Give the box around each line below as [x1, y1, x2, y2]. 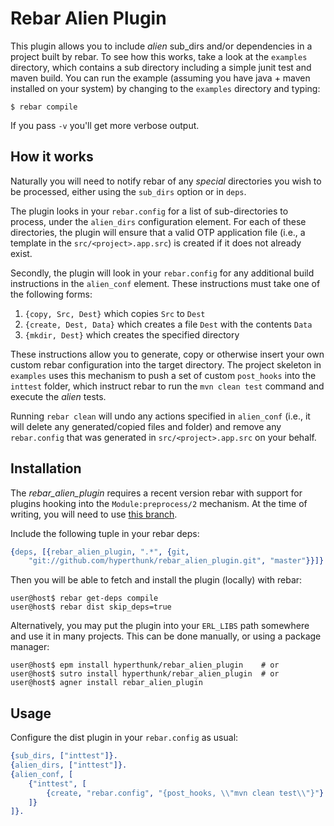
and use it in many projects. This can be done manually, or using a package [10, 630, 322, 642]
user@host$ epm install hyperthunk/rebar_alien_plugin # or [10, 660, 280, 671]
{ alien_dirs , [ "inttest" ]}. [10, 760, 128, 770]
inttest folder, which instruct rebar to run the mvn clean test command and [10, 380, 325, 392]
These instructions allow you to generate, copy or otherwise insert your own [10, 348, 325, 360]
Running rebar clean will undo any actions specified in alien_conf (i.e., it [10, 410, 311, 422]
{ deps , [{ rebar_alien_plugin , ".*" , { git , [10, 547, 190, 557]
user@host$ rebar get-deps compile [10, 593, 159, 604]
